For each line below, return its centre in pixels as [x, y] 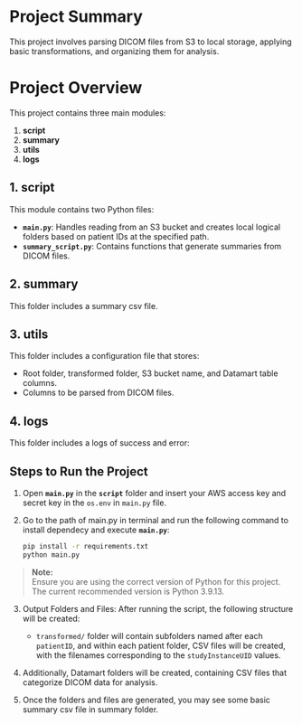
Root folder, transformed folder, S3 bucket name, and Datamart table [150, 373]
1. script [32, 188]
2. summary [44, 284]
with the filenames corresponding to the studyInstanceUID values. [158, 655]
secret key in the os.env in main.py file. [94, 503]
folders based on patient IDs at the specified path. [116, 236]
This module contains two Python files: [82, 209]
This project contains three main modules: [88, 113]
